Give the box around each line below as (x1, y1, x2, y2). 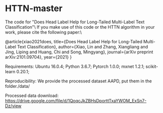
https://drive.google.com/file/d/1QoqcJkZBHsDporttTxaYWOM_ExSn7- (5, 97, 147, 103)
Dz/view (5, 103, 22, 109)
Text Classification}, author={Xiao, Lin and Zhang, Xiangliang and (17, 44, 148, 49)
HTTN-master (5, 3, 63, 14)
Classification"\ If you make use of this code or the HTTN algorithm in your (5, 24, 155, 30)
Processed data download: (5, 93, 59, 98)
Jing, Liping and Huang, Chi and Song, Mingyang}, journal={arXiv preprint (5, 49, 153, 55)
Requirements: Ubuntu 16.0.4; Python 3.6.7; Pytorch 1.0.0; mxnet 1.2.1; (5, 64, 145, 69)
